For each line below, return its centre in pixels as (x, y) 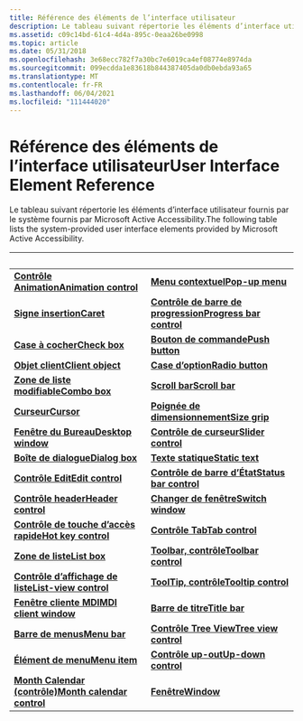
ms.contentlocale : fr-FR (56, 85)
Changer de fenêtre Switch (209, 499)
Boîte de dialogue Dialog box (76, 458)
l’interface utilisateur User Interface (145, 166)
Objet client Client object (68, 365)
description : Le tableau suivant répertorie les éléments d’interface (145, 26)
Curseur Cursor (47, 412)
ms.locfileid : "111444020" (60, 102)
